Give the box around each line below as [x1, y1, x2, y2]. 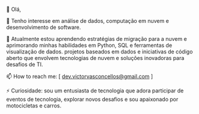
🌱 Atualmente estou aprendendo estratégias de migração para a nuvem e [6, 35, 187, 42]
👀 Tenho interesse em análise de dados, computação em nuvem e [6, 17, 169, 24]
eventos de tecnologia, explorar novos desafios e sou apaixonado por [6, 96, 179, 103]
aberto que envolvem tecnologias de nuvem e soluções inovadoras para [6, 55, 185, 61]
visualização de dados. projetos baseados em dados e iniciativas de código [6, 48, 193, 55]
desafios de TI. [6, 61, 43, 68]
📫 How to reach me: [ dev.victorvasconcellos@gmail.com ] [6, 73, 153, 80]
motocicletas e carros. [6, 102, 62, 109]
